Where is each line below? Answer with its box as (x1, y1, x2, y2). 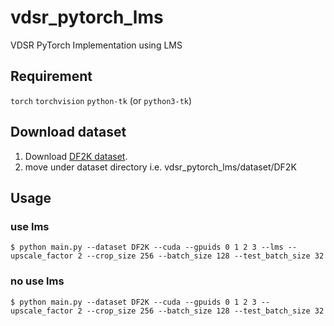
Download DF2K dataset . (24, 150, 128, 162)
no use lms (10, 274, 65, 288)
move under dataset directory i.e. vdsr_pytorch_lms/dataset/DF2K (24, 161, 297, 173)
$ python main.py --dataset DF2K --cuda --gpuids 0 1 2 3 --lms (10, 242, 284, 253)
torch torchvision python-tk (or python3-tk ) (10, 94, 193, 106)
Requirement (10, 68, 93, 85)
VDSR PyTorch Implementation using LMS (10, 39, 183, 51)
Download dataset (10, 124, 127, 141)
